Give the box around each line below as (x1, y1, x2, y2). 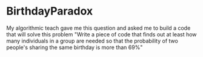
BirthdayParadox (6, 4, 93, 18)
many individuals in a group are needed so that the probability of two (6, 37, 179, 44)
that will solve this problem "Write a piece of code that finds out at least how (6, 30, 197, 38)
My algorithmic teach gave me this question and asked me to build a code (6, 24, 191, 32)
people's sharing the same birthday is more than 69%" (6, 44, 143, 51)
